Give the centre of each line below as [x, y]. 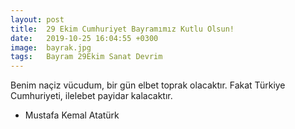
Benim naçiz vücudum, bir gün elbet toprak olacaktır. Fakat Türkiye [148, 85]
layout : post [37, 19]
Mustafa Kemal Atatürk [72, 115]
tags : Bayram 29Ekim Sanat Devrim [86, 57]
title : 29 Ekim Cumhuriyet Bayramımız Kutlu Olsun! [122, 29]
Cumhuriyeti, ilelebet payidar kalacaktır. [91, 96]
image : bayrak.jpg [51, 47]
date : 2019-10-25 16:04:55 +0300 [84, 38]
